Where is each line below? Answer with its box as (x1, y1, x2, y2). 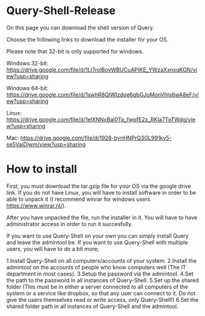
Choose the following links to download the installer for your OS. (6, 36, 169, 43)
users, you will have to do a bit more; (6, 245, 99, 252)
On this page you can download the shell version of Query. (6, 24, 155, 31)
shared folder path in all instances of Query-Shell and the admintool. (6, 303, 179, 310)
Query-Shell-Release (6, 4, 116, 18)
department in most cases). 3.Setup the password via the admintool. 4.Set (6, 270, 194, 277)
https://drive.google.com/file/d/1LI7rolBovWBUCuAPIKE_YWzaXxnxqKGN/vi (6, 66, 198, 73)
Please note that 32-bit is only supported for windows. (6, 47, 144, 55)
